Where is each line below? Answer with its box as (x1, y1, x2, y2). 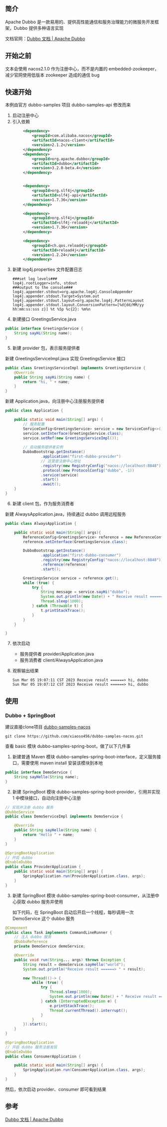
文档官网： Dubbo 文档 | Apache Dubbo (5, 35, 85, 41)
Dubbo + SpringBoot (5, 712, 56, 719)
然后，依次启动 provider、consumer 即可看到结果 (5, 1086, 106, 1092)
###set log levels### (12, 276, 57, 282)
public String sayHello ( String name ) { (14, 828, 97, 833)
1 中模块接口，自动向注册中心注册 (12, 795, 81, 801)
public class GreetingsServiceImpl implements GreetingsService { (5, 365, 146, 370)
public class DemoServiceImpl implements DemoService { (5, 814, 123, 819)
